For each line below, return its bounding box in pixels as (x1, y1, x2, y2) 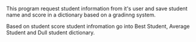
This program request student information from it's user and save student (6, 5, 188, 12)
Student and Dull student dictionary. (6, 29, 95, 36)
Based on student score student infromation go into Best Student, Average (6, 23, 190, 30)
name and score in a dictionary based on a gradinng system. (6, 11, 156, 18)
